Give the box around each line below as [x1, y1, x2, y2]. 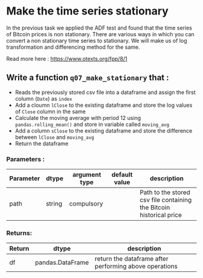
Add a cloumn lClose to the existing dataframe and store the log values [14, 101, 193, 109]
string [45, 200, 62, 208]
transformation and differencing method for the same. [6, 43, 140, 51]
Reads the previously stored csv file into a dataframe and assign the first [14, 89, 196, 96]
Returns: [6, 229, 33, 237]
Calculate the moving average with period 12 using [14, 114, 141, 121]
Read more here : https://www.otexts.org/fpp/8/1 [6, 55, 128, 62]
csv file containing [140, 196, 192, 204]
